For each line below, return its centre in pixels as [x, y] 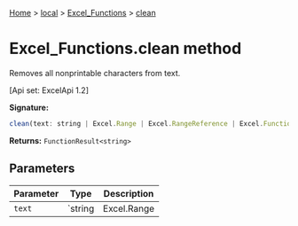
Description [129, 193]
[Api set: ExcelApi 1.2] [49, 90]
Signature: [29, 107]
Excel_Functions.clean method [125, 49]
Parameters [42, 169]
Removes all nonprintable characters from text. [95, 73]
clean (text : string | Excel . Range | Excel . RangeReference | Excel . [137, 123]
